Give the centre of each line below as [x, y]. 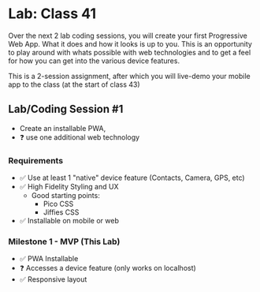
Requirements [36, 160]
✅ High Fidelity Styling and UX [69, 187]
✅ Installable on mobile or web [69, 221]
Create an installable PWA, [63, 128]
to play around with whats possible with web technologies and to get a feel [130, 52]
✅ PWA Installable [49, 259]
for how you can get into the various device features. [94, 61]
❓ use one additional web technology [80, 137]
